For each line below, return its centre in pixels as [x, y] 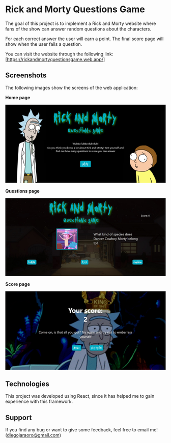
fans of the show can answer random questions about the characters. [78, 28]
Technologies [27, 384]
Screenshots [26, 76]
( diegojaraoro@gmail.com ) [33, 435]
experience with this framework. [39, 402]
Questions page [22, 191]
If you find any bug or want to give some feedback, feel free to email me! [81, 430]
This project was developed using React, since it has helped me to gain [80, 396]
